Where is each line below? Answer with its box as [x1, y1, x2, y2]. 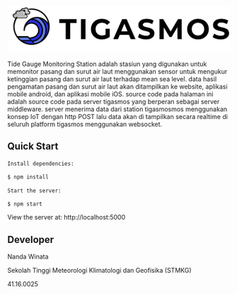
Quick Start [7, 140, 59, 152]
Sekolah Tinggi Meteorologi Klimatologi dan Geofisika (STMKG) [7, 266, 192, 275]
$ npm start [7, 200, 42, 208]
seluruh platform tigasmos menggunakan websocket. [7, 120, 163, 128]
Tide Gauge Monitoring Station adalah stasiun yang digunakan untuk [7, 60, 207, 68]
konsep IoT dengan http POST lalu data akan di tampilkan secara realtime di [7, 112, 229, 120]
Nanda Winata [7, 252, 49, 261]
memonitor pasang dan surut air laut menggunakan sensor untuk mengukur [7, 67, 228, 76]
